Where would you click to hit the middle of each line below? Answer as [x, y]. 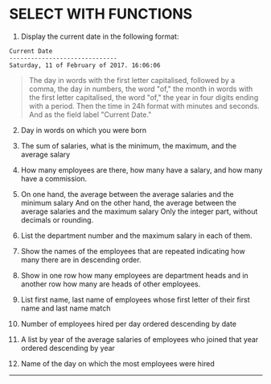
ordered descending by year [68, 348]
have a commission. [54, 178]
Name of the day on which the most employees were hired [118, 363]
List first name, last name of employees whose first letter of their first [135, 299]
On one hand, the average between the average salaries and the [127, 194]
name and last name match [66, 308]
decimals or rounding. [57, 219]
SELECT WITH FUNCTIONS [101, 14]
